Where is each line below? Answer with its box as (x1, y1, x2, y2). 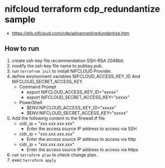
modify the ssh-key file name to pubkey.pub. (11, 63, 103, 68)
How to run (4, 44, 40, 53)
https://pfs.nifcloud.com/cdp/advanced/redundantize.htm (11, 30, 129, 36)
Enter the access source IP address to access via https (26, 146, 139, 152)
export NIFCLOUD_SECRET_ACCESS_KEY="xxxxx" (26, 94, 130, 100)
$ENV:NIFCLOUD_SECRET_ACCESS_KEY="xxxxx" (26, 110, 128, 116)
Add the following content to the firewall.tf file (11, 115, 105, 121)
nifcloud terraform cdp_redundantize (4, 3, 160, 15)
